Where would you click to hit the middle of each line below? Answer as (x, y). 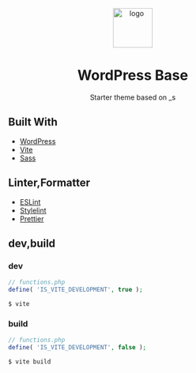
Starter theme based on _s (133, 97)
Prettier (32, 219)
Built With (33, 122)
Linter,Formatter (49, 183)
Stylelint (33, 210)
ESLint (30, 202)
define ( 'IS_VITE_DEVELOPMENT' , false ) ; (77, 348)
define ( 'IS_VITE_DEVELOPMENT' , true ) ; (76, 290)
